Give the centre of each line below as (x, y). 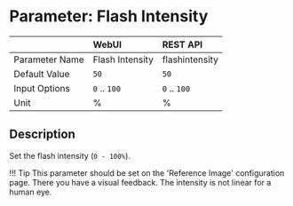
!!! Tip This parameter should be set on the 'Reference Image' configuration (147, 173)
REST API (182, 44)
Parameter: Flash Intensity (109, 16)
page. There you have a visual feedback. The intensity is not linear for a (140, 182)
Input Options (42, 88)
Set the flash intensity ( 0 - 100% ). (70, 155)
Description (42, 135)
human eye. (31, 192)
